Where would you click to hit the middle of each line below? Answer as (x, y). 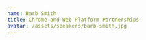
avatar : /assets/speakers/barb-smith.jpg (67, 26)
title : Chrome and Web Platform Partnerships (73, 20)
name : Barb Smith (32, 13)
